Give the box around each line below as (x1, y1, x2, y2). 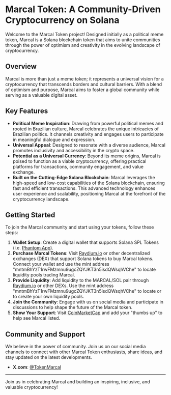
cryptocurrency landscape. (12, 196, 70, 202)
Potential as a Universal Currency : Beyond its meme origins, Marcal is (12, 153, 161, 159)
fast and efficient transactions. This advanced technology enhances (12, 185, 156, 191)
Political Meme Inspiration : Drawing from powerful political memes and (12, 120, 164, 126)
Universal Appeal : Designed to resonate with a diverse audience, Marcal (12, 142, 165, 148)
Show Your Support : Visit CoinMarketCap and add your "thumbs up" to (12, 309, 163, 316)
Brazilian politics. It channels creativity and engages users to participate (12, 131, 164, 137)
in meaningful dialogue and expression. (12, 136, 96, 143)
